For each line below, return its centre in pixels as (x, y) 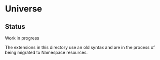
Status (15, 27)
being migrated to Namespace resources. (46, 52)
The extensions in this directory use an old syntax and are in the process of (80, 47)
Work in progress (22, 38)
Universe (24, 9)
